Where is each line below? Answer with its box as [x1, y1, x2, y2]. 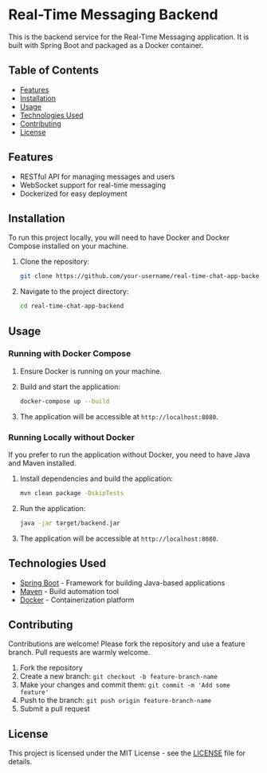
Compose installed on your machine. [8, 241, 129, 251]
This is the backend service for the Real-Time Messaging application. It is [8, 32, 249, 42]
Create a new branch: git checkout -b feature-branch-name [19, 672, 218, 681]
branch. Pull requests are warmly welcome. [8, 648, 151, 657]
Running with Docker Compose [8, 348, 132, 359]
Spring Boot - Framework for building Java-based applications [19, 577, 226, 588]
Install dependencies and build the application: [19, 474, 174, 483]
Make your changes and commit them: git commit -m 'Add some [19, 680, 231, 690]
